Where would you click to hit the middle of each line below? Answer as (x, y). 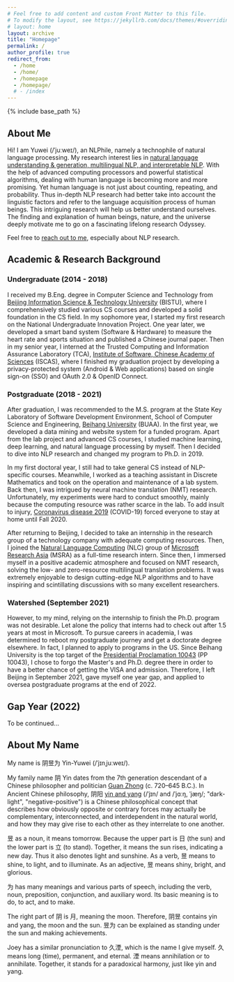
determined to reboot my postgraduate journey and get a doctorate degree (115, 640)
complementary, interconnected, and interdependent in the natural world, (112, 816)
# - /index (29, 91)
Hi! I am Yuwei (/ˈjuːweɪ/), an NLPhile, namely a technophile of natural (106, 150)
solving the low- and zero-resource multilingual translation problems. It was (116, 570)
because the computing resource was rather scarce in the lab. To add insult (116, 504)
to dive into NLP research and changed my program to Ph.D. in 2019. (106, 453)
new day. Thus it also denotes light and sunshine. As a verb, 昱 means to (111, 856)
